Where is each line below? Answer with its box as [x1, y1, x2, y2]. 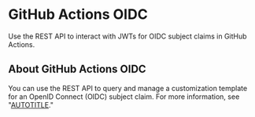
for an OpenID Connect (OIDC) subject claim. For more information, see [8, 92, 240, 101]
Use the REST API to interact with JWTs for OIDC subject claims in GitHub [8, 31, 247, 41]
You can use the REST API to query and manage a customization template [8, 83, 248, 93]
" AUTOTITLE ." [8, 100, 54, 109]
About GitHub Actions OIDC [8, 63, 147, 76]
